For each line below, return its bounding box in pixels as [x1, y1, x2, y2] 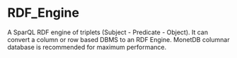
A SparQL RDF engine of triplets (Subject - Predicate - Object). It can [7, 28, 209, 36]
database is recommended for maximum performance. [7, 43, 167, 51]
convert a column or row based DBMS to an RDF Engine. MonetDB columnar [7, 35, 230, 43]
